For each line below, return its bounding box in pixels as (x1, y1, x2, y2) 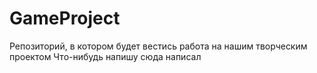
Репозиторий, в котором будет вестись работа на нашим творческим (9, 40, 308, 52)
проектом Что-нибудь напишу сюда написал (9, 50, 202, 62)
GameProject (9, 7, 121, 30)
